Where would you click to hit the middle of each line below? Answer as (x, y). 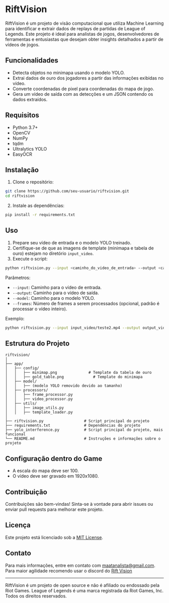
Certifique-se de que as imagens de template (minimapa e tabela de (83, 248)
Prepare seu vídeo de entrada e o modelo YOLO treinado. (72, 242)
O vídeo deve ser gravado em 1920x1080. (56, 476)
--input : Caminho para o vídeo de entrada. (57, 287)
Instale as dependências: (38, 206)
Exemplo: (15, 318)
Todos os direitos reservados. (36, 596)
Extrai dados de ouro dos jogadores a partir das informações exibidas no (88, 78)
